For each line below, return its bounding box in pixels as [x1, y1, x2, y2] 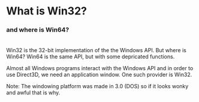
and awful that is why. [6, 89, 61, 97]
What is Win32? [6, 4, 87, 18]
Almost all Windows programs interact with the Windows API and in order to [6, 65, 194, 72]
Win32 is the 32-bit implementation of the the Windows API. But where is [6, 47, 187, 54]
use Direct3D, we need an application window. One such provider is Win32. [6, 71, 192, 79]
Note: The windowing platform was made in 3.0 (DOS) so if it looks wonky [6, 83, 189, 90]
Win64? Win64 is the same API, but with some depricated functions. [6, 53, 175, 61]
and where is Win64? [6, 26, 70, 34]
